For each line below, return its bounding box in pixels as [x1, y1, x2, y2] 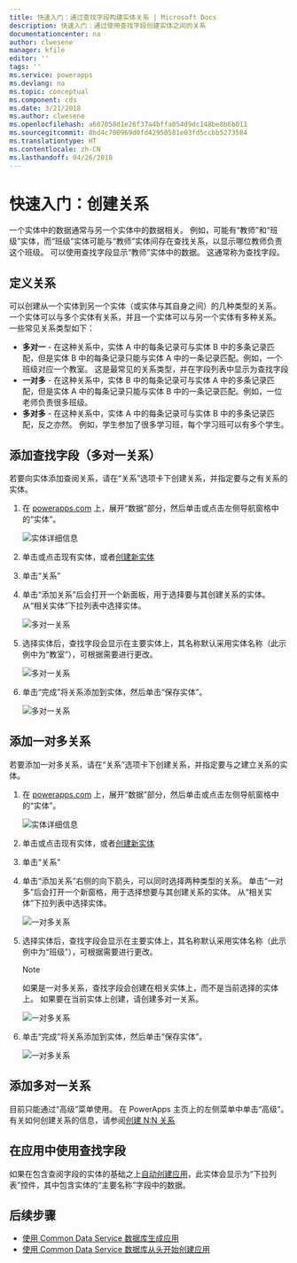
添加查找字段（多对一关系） [9, 448, 161, 463]
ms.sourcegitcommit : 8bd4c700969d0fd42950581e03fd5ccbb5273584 [9, 129, 248, 137]
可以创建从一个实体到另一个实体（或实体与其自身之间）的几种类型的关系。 [9, 300, 281, 311]
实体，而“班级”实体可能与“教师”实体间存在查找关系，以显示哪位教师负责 [20, 236, 283, 246]
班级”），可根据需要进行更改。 [48, 946, 158, 957]
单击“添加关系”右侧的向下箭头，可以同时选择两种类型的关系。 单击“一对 [21, 875, 284, 886]
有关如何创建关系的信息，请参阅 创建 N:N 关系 [9, 1114, 176, 1126]
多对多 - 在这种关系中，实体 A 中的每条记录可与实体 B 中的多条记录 [21, 409, 268, 419]
